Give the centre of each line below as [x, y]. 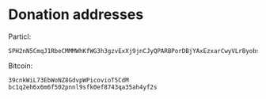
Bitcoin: [21, 66]
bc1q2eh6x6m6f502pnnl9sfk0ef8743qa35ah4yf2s [83, 87]
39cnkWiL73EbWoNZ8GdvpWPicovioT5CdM [68, 80]
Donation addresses [76, 15]
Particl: [20, 36]
